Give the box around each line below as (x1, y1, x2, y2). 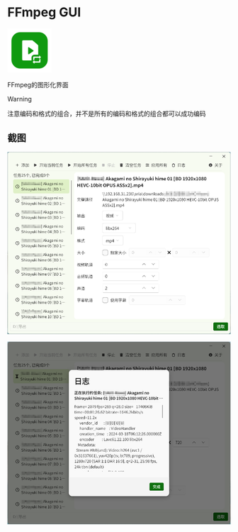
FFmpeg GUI (7, 4, 81, 21)
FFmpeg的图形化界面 (7, 80, 69, 89)
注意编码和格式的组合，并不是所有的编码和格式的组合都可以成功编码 (7, 109, 206, 118)
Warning (7, 94, 32, 103)
